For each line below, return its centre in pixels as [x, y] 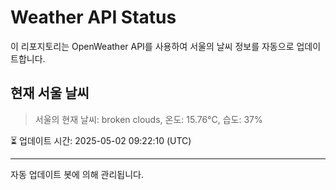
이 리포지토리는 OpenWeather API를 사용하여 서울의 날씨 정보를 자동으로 [152, 46]
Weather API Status [93, 17]
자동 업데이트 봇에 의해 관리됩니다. [77, 174]
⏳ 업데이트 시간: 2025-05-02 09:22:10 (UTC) [101, 140]
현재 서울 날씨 [50, 93]
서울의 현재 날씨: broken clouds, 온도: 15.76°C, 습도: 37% [148, 119]
